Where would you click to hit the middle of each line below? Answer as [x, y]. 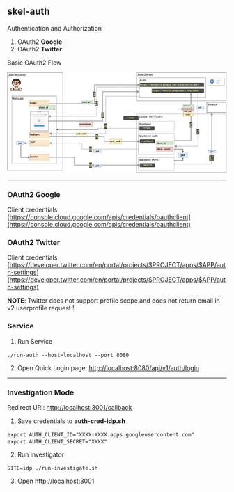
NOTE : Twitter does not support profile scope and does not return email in [114, 301]
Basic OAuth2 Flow [34, 63]
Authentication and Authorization [55, 28]
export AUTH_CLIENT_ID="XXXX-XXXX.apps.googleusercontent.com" [101, 434]
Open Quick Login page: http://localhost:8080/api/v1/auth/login [108, 367]
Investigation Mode [41, 392]
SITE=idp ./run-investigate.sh [53, 468]
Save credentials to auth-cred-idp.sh [71, 421]
